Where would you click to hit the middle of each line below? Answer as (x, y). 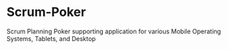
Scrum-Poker (47, 12)
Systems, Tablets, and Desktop (51, 38)
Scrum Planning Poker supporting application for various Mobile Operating (114, 31)
